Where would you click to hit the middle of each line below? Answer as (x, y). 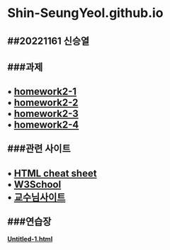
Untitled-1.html (30, 239)
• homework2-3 (43, 114)
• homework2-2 (43, 103)
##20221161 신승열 (49, 41)
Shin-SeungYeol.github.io (85, 13)
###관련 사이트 (39, 149)
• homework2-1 (42, 92)
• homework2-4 (43, 125)
